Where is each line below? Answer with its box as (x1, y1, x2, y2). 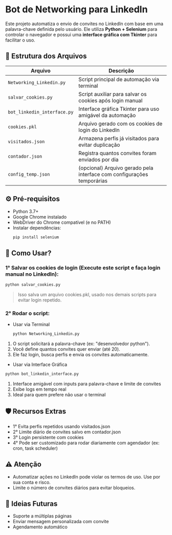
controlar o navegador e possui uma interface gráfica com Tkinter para (5, 31, 158, 37)
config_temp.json (8, 171, 50, 177)
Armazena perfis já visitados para (78, 135, 160, 142)
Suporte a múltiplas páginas (12, 513, 72, 519)
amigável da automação (78, 111, 136, 119)
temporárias (78, 177, 107, 184)
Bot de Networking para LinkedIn (5, 4, 148, 15)
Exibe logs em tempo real (12, 386, 67, 392)
